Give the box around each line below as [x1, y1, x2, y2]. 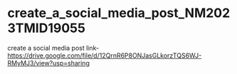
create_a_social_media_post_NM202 [7, 5, 231, 21]
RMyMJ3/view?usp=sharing [7, 58, 90, 67]
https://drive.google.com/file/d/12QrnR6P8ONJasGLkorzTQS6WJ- [7, 51, 202, 60]
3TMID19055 [7, 20, 85, 36]
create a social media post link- [7, 43, 100, 52]
